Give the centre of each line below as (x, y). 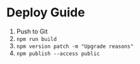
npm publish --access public (58, 53)
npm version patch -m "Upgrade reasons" (75, 46)
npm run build (36, 39)
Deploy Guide (46, 13)
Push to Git (32, 31)
